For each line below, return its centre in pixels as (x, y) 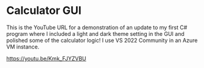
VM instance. (23, 47)
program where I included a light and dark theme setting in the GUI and (95, 33)
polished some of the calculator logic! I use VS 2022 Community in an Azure (102, 40)
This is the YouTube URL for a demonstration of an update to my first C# (97, 27)
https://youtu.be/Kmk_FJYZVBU (46, 58)
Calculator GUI (44, 11)
